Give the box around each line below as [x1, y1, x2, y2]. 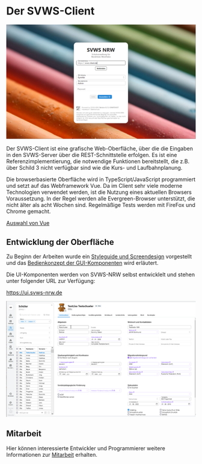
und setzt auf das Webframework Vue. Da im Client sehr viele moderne [6, 182, 183, 190]
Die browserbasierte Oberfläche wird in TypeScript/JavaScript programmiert [6, 176, 196, 183]
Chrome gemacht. [6, 208, 51, 215]
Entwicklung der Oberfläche [6, 237, 114, 247]
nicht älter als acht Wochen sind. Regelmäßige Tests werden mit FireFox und [6, 202, 195, 209]
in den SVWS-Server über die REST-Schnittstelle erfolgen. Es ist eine [6, 152, 177, 159]
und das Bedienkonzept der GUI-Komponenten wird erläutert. [6, 259, 159, 266]
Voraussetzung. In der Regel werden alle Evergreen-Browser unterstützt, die [6, 195, 195, 202]
